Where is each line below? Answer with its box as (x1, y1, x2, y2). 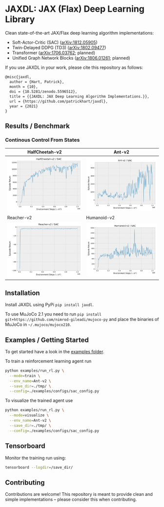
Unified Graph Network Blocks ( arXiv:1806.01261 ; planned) (12, 55, 130, 61)
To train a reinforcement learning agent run (5, 358, 92, 364)
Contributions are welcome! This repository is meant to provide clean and (5, 491, 153, 497)
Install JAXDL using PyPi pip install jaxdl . (5, 302, 94, 308)
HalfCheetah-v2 (27, 149, 62, 155)
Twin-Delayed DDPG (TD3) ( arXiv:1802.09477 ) (12, 44, 106, 50)
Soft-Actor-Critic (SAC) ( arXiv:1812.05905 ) (12, 39, 98, 45)
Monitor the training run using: (5, 455, 66, 461)
